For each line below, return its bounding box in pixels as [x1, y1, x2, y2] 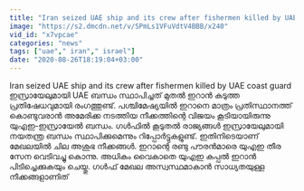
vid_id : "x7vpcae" [9, 30, 79, 39]
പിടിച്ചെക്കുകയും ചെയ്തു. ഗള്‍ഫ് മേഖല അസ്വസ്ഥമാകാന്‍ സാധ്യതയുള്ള [9, 161, 265, 172]
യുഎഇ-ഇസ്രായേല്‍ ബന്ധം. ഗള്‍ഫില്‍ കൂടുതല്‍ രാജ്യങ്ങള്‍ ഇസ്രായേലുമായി [9, 120, 284, 131]
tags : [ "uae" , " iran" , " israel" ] [9, 47, 136, 56]
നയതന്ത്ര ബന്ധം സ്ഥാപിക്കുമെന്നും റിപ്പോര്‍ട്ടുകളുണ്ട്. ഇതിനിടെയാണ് [9, 130, 260, 141]
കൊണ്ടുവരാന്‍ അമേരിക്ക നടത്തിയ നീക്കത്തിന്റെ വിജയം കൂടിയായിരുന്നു [9, 110, 271, 120]
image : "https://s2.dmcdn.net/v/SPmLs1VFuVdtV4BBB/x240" [9, 22, 229, 31]
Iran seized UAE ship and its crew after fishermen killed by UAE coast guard [9, 81, 292, 91]
